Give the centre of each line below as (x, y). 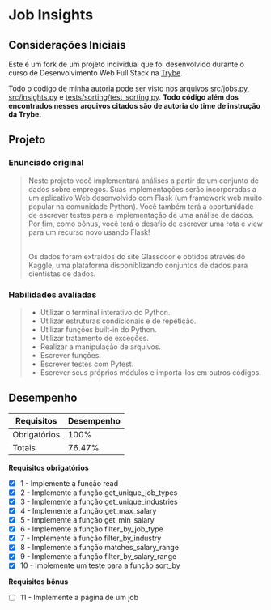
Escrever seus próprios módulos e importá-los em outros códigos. (150, 372)
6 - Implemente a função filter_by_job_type (91, 529)
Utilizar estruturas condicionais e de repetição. (118, 321)
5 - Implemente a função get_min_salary (87, 520)
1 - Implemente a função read (69, 483)
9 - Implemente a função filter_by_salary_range (98, 557)
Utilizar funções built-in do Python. (98, 329)
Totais (24, 447)
